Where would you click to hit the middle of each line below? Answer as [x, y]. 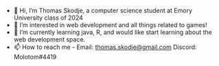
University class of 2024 [48, 18]
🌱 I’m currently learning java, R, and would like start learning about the [113, 32]
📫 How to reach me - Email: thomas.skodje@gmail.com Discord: [105, 47]
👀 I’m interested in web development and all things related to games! [110, 25]
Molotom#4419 [35, 57]
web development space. [49, 39]
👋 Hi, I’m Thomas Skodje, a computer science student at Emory [103, 11]
